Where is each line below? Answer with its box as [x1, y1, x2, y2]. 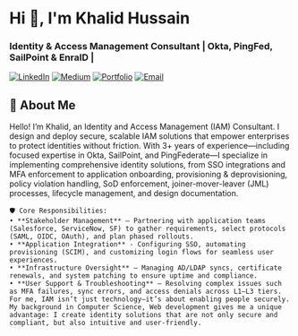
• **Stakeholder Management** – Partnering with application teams [9, 217, 267, 226]
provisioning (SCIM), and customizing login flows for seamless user [9, 248, 275, 257]
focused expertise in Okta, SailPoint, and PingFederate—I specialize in [9, 150, 268, 160]
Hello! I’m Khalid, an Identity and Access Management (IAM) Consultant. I [9, 121, 280, 133]
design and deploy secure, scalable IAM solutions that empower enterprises [9, 131, 290, 142]
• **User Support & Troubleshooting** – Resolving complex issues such [9, 280, 282, 289]
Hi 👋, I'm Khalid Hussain [9, 8, 191, 29]
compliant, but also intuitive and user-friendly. [9, 318, 202, 328]
